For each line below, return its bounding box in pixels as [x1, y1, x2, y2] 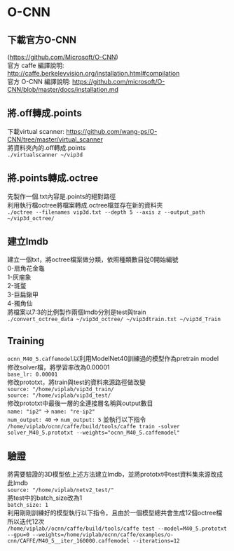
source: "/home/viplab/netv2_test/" [7, 487, 114, 494]
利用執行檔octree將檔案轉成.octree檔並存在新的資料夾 [7, 200, 163, 209]
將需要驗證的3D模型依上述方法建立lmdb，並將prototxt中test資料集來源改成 [7, 470, 223, 479]
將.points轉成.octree [7, 172, 99, 184]
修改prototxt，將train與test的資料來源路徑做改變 [7, 378, 146, 386]
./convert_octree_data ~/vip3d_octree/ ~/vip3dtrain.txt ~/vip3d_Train [7, 316, 221, 323]
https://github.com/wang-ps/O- [66, 127, 158, 135]
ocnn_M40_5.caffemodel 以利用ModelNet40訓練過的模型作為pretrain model [7, 355, 219, 363]
